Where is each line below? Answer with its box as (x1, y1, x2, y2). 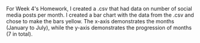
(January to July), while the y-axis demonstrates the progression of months (6, 24, 192, 31)
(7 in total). (6, 30, 33, 38)
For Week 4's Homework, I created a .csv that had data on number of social (6, 5, 192, 12)
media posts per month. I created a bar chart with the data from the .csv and (6, 11, 194, 19)
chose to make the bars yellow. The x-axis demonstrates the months (6, 18, 174, 24)
